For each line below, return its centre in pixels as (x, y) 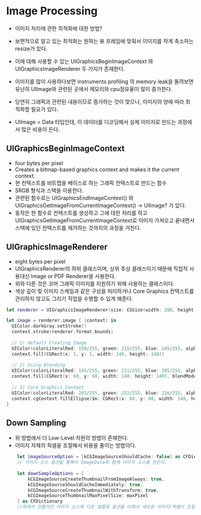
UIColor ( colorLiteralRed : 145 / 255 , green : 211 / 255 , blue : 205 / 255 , (98, 371)
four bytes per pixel (39, 163)
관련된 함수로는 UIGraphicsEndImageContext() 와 (74, 198)
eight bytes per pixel (40, 261)
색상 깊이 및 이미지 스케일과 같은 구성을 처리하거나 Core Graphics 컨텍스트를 (104, 291)
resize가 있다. (31, 49)
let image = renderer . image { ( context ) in (61, 321)
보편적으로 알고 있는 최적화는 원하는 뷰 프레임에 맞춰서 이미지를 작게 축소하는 (104, 41)
